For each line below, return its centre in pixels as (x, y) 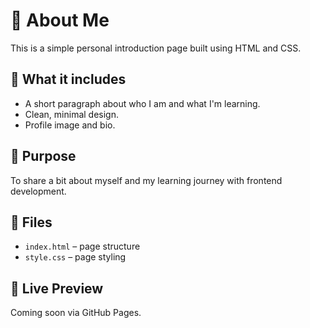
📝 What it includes (68, 79)
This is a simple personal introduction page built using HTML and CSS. (156, 48)
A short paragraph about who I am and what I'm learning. (142, 103)
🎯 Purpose (43, 156)
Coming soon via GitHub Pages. (76, 313)
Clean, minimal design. (71, 114)
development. (38, 191)
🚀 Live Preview (57, 288)
